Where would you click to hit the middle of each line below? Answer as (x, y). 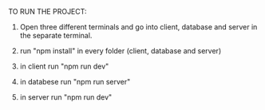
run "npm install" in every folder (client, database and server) (121, 51)
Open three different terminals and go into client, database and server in (138, 27)
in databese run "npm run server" (75, 82)
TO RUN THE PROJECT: (47, 12)
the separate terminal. (56, 35)
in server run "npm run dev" (66, 97)
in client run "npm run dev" (64, 66)
